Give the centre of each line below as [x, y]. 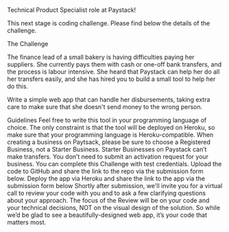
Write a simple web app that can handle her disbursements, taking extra [109, 100]
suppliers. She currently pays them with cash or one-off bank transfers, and [114, 64]
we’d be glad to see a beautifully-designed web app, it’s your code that [107, 215]
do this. [18, 86]
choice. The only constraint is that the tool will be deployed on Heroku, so [111, 127]
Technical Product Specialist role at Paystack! [72, 10]
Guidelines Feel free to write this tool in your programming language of [107, 120]
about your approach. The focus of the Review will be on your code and [108, 200]
